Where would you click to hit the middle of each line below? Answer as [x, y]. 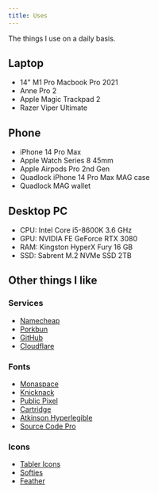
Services [26, 303]
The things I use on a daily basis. [62, 38]
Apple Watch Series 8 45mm [66, 161]
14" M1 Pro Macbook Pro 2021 [69, 82]
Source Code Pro [48, 426]
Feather [32, 481]
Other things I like [53, 281]
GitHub [31, 337]
